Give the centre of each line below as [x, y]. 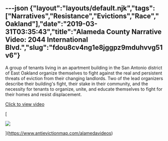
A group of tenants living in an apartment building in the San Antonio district [84, 67]
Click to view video [25, 104]
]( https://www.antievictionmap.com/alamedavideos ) [59, 133]
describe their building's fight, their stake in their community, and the [77, 84]
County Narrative [134, 32]
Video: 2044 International [47, 40]
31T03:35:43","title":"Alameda [55, 32]
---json [17, 8]
